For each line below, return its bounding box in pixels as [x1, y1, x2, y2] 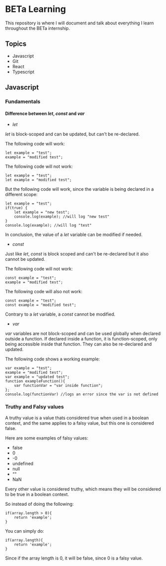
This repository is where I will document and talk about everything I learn [5, 20, 154, 26]
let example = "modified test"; [5, 178, 72, 183]
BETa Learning [5, 3, 66, 15]
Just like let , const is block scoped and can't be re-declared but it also [5, 251, 149, 257]
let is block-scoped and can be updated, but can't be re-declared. [5, 131, 140, 137]
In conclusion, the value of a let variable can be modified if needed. [5, 231, 143, 237]
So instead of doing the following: [5, 501, 74, 507]
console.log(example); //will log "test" [5, 223, 92, 228]
